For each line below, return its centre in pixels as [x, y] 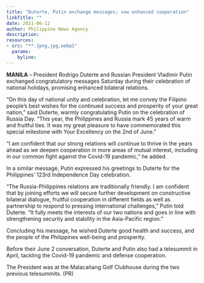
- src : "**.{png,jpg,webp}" [42, 46]
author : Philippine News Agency [47, 29]
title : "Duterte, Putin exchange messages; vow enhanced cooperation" [98, 12]
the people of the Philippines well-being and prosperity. [76, 237]
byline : [27, 57]
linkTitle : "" [24, 18]
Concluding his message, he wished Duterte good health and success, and [100, 230]
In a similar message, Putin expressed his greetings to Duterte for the [93, 168]
